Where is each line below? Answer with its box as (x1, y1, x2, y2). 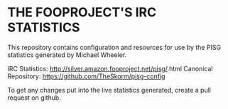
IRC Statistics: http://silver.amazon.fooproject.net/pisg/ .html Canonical (7, 64, 213, 73)
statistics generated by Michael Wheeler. (7, 51, 127, 59)
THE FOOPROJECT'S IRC (7, 4, 157, 21)
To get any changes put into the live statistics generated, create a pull (7, 85, 212, 94)
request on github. (7, 93, 62, 102)
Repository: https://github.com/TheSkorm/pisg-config (7, 72, 165, 81)
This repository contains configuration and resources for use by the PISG (7, 43, 222, 51)
